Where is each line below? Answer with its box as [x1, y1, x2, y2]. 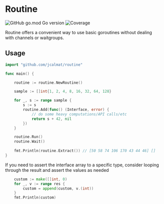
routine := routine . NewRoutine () [14, 80, 83, 85]
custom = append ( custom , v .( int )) [23, 186, 94, 191]
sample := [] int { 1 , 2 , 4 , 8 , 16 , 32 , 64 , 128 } [14, 89, 112, 94]
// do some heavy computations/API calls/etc [31, 111, 127, 117]
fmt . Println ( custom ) [14, 195, 56, 200]
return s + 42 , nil [31, 116, 72, 121]
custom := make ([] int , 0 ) [14, 177, 68, 182]
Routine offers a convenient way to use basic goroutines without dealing [5, 29, 152, 35]
